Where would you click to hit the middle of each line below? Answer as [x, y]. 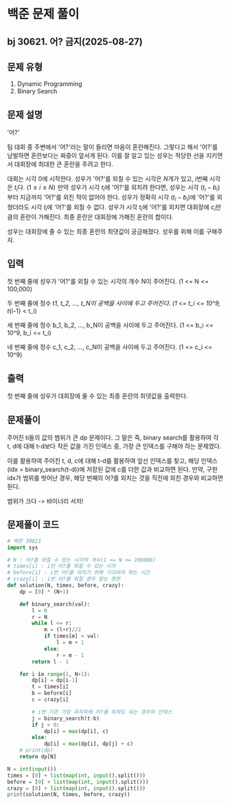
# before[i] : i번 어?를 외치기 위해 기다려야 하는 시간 [79, 573]
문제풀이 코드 [33, 525]
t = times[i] [50, 687]
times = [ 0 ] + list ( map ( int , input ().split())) [77, 775]
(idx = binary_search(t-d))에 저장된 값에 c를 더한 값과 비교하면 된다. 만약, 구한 [113, 469]
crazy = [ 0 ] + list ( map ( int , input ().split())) [77, 788]
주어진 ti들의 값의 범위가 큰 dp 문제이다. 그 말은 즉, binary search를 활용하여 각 [113, 438]
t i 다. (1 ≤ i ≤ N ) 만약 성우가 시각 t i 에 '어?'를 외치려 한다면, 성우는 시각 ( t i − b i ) [117, 188]
